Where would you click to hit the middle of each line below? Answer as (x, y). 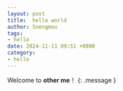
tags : (15, 33)
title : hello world (37, 20)
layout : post (26, 14)
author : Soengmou (32, 27)
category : (22, 53)
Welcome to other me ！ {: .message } (62, 80)
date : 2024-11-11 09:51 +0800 (51, 46)
